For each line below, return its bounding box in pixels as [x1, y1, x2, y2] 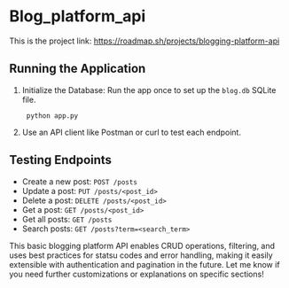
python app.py [26, 111, 79, 121]
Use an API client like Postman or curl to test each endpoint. [21, 127, 242, 137]
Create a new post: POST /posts [21, 175, 137, 187]
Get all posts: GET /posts [21, 214, 113, 224]
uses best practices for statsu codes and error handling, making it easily [9, 250, 273, 261]
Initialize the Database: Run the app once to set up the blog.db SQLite [21, 84, 277, 95]
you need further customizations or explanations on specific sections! [9, 269, 264, 279]
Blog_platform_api [9, 6, 146, 27]
